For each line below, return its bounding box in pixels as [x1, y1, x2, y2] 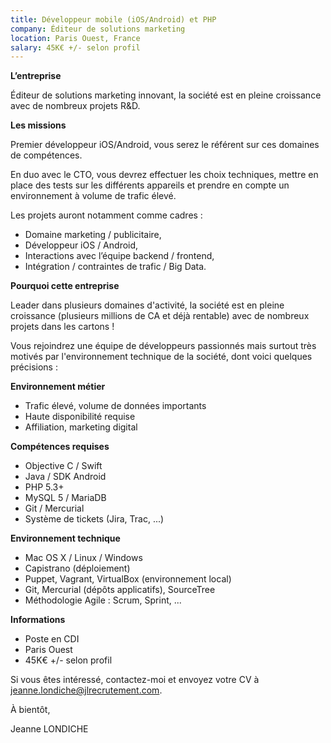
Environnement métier [10, 381, 106, 393]
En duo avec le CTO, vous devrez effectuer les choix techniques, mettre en [10, 169, 319, 181]
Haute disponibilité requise [24, 411, 136, 423]
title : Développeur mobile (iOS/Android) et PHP [10, 14, 217, 25]
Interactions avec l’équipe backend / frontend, [24, 250, 215, 262]
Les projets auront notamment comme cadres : [10, 209, 203, 221]
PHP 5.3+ [24, 481, 65, 493]
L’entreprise [10, 70, 62, 82]
